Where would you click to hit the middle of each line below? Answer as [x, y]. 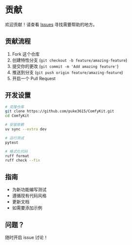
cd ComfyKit [17, 116]
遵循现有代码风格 [29, 196]
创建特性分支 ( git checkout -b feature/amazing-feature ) [70, 60]
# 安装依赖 [15, 125]
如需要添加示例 [27, 208]
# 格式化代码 [16, 151]
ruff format [17, 156]
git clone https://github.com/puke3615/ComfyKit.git [60, 111]
